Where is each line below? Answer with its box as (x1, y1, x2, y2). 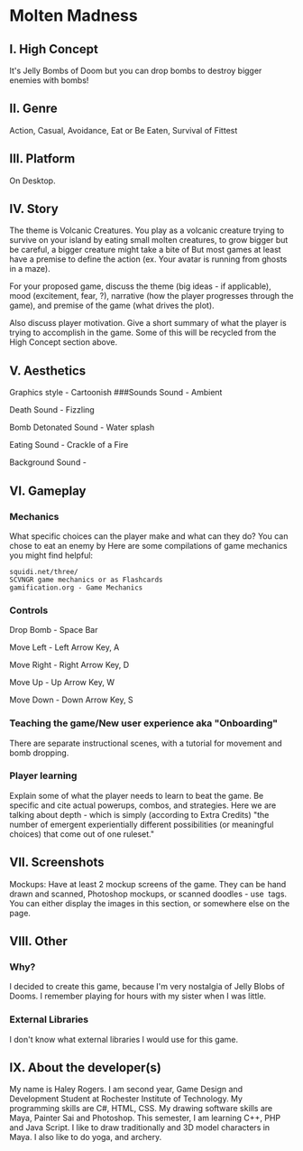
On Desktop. (9, 175, 56, 186)
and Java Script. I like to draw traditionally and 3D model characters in (9, 1122, 271, 1133)
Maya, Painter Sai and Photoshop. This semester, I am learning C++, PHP (9, 1112, 281, 1124)
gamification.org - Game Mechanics (9, 583, 143, 592)
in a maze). (9, 264, 51, 274)
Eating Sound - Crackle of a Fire (9, 440, 129, 450)
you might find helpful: (9, 550, 93, 561)
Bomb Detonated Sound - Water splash (9, 422, 155, 433)
